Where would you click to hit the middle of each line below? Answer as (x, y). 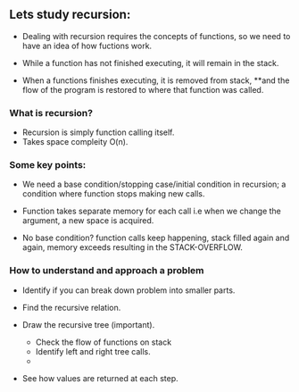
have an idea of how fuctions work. (87, 46)
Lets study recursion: (70, 15)
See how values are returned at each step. (100, 378)
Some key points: (48, 165)
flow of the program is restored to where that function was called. (143, 89)
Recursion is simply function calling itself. (98, 132)
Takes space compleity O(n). (75, 142)
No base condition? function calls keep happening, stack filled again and (156, 238)
